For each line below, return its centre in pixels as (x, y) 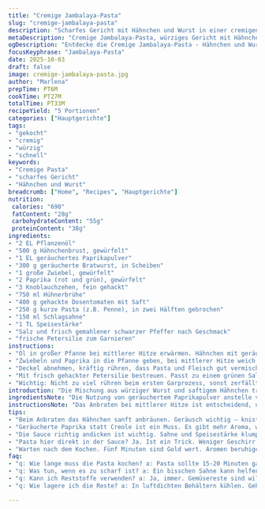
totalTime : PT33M (37, 104)
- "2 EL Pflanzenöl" (42, 243)
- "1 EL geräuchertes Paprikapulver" (70, 258)
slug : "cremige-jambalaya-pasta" (63, 23)
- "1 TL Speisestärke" (45, 324)
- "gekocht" (28, 133)
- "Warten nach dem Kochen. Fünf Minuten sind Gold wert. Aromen (118, 449)
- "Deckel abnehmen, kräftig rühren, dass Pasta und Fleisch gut (118, 368)
